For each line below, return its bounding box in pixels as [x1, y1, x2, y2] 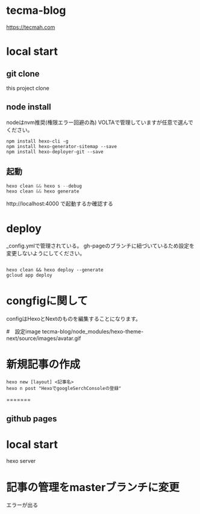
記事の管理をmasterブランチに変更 [6, 480, 180, 494]
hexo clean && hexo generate [6, 188, 80, 194]
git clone [6, 69, 40, 79]
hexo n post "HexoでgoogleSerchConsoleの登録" [6, 386, 122, 392]
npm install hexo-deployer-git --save [6, 149, 104, 155]
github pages [6, 413, 57, 424]
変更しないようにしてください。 [6, 250, 86, 257]
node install [6, 102, 51, 112]
